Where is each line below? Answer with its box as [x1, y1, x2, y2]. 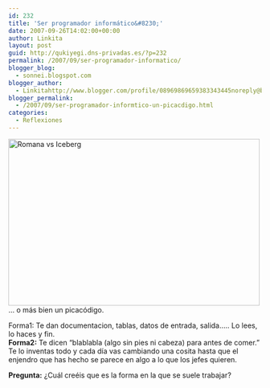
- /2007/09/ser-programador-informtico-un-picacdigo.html [15, 101, 215, 109]
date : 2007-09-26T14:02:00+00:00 [8, 27, 121, 35]
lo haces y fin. [8, 329, 55, 338]
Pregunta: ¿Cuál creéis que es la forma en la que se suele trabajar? [8, 370, 231, 380]
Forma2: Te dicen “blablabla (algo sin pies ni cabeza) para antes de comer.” [8, 337, 260, 347]
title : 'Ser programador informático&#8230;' [8, 19, 163, 27]
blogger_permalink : [8, 94, 74, 102]
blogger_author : [8, 79, 63, 87]
